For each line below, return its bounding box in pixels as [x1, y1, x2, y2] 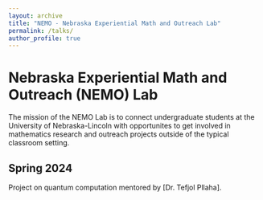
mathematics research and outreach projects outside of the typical [8, 129, 229, 139]
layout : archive [8, 11, 63, 20]
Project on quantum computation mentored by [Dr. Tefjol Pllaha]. [8, 182, 222, 192]
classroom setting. [8, 138, 70, 148]
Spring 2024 [8, 161, 73, 175]
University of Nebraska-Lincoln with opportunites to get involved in [8, 121, 231, 131]
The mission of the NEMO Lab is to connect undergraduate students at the [8, 112, 255, 122]
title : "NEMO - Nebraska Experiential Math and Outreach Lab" [8, 19, 221, 27]
